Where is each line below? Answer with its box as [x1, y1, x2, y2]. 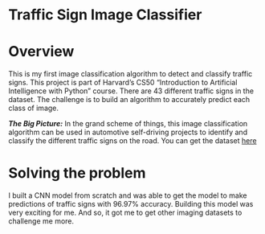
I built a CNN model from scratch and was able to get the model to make [8, 191, 247, 200]
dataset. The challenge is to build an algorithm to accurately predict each [8, 95, 251, 105]
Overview [8, 43, 75, 61]
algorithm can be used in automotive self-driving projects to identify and [8, 127, 247, 138]
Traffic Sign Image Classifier [8, 6, 202, 24]
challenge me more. [8, 216, 75, 226]
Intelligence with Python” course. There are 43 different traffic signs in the [8, 86, 255, 96]
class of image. [8, 103, 59, 113]
